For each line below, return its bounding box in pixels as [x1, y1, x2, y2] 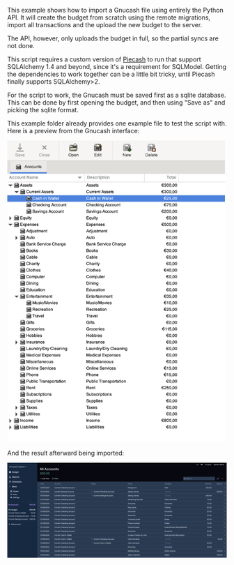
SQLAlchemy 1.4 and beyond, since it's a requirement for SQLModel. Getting [7, 63, 227, 70]
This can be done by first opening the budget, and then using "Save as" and [7, 98, 226, 107]
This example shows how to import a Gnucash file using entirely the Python [7, 6, 224, 14]
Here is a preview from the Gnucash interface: [7, 127, 140, 135]
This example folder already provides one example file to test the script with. [7, 119, 227, 128]
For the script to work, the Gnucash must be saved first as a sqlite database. [7, 91, 226, 99]
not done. [7, 42, 35, 50]
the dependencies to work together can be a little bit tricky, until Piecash [7, 70, 215, 78]
